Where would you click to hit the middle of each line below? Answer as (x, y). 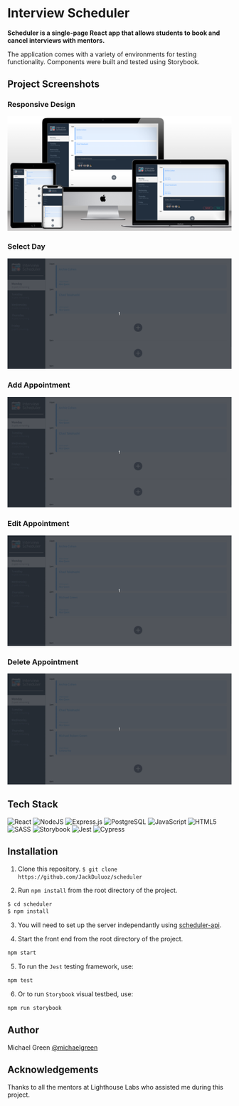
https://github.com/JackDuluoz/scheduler (80, 877)
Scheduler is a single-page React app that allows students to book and (114, 33)
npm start (22, 953)
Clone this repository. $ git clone (68, 869)
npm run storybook (34, 1008)
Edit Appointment (38, 524)
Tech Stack (33, 804)
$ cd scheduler (30, 904)
